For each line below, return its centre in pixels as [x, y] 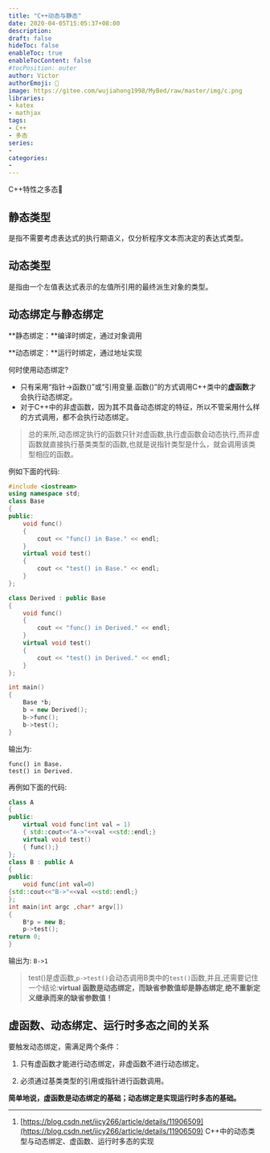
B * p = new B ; [45, 922]
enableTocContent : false [50, 61]
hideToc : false [34, 46]
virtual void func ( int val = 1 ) [77, 825]
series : [21, 143]
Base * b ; [37, 702]
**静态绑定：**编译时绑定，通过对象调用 [76, 336]
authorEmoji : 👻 [34, 83]
